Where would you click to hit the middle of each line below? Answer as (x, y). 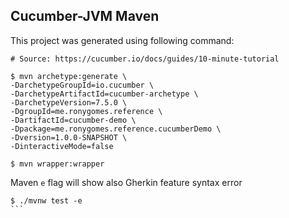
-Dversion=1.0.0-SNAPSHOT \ (69, 137)
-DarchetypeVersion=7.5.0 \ (69, 102)
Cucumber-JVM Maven (85, 16)
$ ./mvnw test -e (46, 200)
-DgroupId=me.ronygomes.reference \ (86, 111)
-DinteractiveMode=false (62, 146)
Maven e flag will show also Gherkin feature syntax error (126, 182)
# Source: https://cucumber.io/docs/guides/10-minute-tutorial (145, 59)
